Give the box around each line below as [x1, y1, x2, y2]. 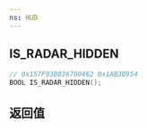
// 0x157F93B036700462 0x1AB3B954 [9, 70, 139, 79]
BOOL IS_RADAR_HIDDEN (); [9, 78, 102, 88]
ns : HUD [9, 13, 39, 22]
